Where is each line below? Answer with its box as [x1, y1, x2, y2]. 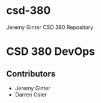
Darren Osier [14, 91, 47, 98]
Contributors [6, 69, 56, 79]
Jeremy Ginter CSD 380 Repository [6, 23, 94, 31]
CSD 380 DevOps [6, 45, 95, 58]
